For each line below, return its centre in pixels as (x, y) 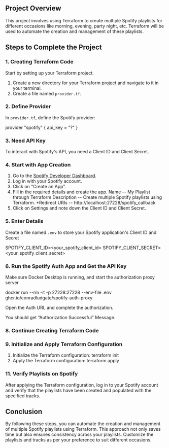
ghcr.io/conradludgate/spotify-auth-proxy (49, 298)
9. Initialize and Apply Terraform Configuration (64, 344)
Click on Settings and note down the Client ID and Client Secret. (79, 208)
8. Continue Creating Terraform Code (52, 330)
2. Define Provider (28, 107)
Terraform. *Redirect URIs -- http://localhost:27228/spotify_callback (84, 203)
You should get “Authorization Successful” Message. (60, 317)
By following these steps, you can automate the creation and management (83, 424)
